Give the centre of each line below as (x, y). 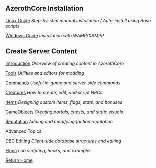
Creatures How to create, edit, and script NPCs (54, 92)
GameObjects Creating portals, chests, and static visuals (64, 112)
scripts (12, 26)
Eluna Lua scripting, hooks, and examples (48, 150)
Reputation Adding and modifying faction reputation (59, 121)
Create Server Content (41, 51)
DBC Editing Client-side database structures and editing (63, 141)
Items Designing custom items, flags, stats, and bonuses (64, 102)
